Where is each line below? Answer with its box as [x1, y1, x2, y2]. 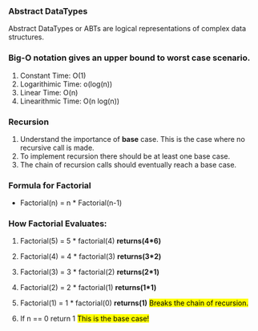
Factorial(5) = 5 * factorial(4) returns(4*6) [19, 236, 162, 246]
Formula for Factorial [8, 180, 92, 191]
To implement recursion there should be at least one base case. [19, 151, 231, 161]
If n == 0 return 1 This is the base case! [19, 314, 150, 324]
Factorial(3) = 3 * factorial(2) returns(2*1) [19, 267, 160, 277]
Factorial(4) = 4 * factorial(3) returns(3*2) [19, 252, 162, 261]
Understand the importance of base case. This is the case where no [19, 134, 246, 143]
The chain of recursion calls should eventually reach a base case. [19, 159, 237, 169]
